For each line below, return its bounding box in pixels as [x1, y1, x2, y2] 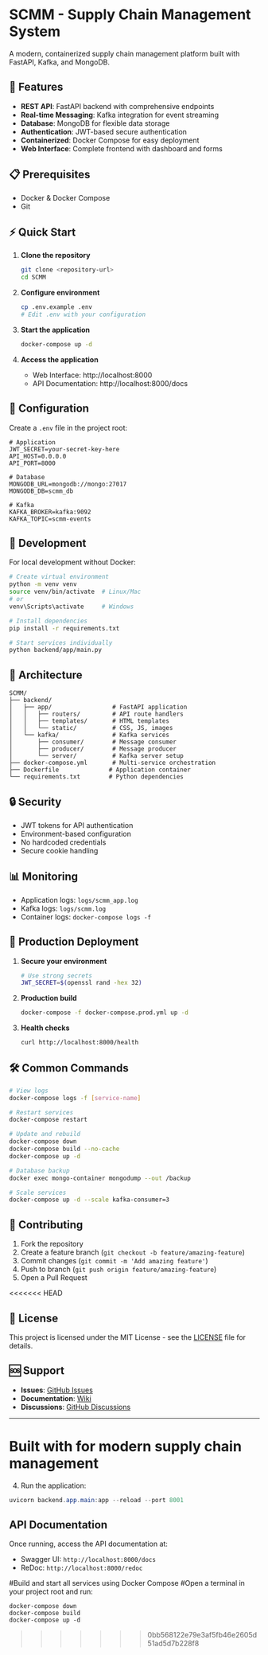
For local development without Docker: [9, 557, 136, 567]
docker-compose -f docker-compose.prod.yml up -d [20, 1009, 189, 1017]
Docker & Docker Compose [20, 193, 111, 202]
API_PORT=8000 [9, 459, 56, 467]
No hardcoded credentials [20, 837, 107, 847]
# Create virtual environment [9, 573, 110, 581]
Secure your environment [20, 956, 107, 966]
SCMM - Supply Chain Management [9, 6, 251, 24]
